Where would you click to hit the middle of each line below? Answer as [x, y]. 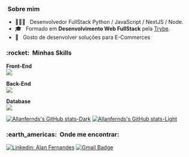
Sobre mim [24, 9]
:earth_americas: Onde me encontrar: [63, 134]
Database [19, 101]
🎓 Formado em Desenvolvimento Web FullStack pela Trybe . [92, 29]
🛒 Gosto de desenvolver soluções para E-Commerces [83, 37]
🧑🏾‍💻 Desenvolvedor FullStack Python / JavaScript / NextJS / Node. [99, 22]
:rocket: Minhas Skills [39, 53]
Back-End [19, 83]
